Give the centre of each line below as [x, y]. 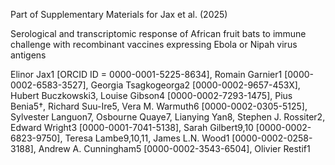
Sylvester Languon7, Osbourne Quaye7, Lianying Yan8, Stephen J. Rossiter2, [168, 117]
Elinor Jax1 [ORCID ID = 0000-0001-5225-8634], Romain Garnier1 [146, 74]
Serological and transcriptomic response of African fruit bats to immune [158, 33]
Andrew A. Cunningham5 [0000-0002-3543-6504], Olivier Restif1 [174, 148]
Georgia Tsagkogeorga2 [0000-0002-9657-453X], [195, 85]
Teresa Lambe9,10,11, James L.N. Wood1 [147, 138]
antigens [28, 55]
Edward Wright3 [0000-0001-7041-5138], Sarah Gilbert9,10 [132, 127]
